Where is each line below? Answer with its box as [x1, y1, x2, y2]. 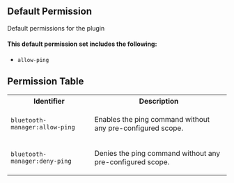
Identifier [33, 96, 65, 106]
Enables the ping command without [94, 114, 210, 124]
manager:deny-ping [10, 157, 72, 165]
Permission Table [7, 76, 84, 88]
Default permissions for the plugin [7, 24, 105, 32]
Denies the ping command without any [94, 148, 221, 158]
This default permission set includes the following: [7, 40, 157, 48]
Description [139, 96, 179, 106]
